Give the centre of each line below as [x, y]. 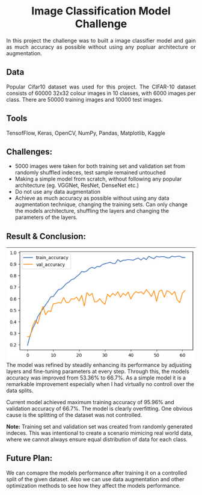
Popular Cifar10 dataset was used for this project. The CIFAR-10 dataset [101, 87]
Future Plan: [29, 458]
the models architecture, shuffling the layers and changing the [92, 211]
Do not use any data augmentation [58, 192]
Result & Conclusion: [46, 236]
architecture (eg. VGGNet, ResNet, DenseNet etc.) [77, 185]
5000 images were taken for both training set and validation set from [100, 166]
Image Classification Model [101, 11]
